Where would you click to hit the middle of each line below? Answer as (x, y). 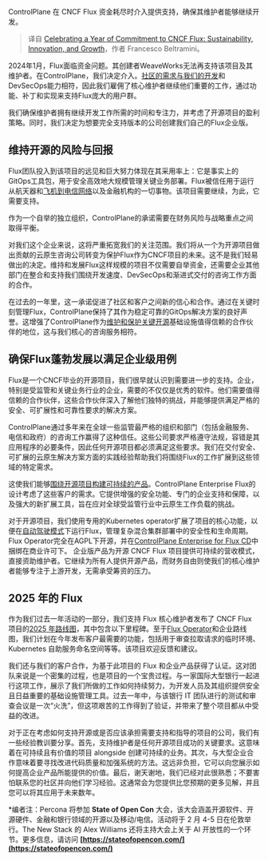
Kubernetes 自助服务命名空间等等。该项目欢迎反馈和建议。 (105, 649)
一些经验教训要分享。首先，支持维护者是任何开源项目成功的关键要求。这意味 (134, 743)
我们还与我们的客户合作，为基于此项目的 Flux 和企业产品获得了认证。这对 (129, 666)
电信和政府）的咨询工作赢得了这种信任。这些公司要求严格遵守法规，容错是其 (134, 437)
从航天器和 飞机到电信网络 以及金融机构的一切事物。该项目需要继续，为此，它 (134, 191)
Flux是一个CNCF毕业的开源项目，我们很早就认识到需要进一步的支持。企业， (133, 380)
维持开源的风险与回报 (61, 150)
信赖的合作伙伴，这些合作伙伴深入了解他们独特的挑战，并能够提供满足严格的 (134, 400)
